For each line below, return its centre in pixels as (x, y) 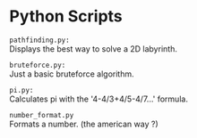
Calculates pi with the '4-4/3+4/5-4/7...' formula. (98, 99)
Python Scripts (66, 16)
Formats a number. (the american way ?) (84, 124)
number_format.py (42, 115)
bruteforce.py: (38, 65)
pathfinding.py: (39, 40)
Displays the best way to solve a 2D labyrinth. (93, 49)
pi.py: (21, 90)
